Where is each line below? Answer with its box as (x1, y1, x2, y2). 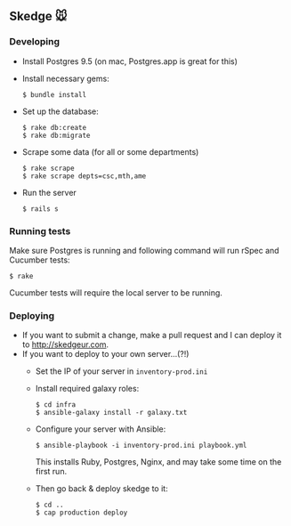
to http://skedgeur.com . (21, 339, 109, 350)
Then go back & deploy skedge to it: (35, 483, 168, 494)
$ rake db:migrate (21, 131, 91, 140)
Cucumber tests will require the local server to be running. (9, 287, 222, 298)
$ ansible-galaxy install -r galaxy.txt (35, 409, 188, 417)
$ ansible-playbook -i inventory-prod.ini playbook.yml (35, 441, 247, 450)
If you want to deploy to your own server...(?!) (21, 349, 190, 360)
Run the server (21, 187, 77, 198)
